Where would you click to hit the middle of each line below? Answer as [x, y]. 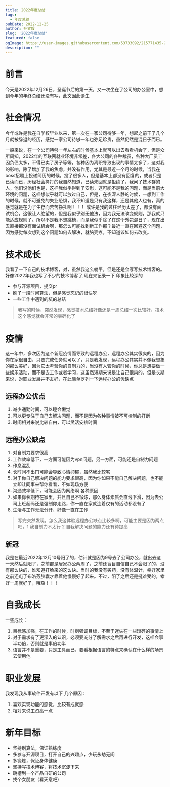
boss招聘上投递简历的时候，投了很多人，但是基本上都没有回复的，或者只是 [83, 175]
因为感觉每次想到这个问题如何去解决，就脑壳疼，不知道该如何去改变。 [78, 232]
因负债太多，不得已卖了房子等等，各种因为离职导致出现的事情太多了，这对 [83, 162]
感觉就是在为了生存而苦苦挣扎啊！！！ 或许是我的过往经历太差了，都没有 [81, 207]
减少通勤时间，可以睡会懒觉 [41, 409]
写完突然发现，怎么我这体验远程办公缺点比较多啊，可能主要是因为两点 [91, 520]
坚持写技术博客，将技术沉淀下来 [46, 767]
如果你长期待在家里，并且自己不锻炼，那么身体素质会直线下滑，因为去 [86, 497]
